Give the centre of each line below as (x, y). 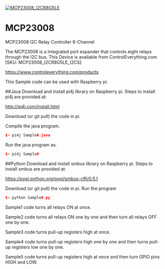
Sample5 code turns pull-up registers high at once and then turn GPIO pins (82, 256)
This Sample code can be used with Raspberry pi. (57, 82)
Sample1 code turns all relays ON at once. (48, 207)
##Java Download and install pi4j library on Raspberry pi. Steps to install (80, 91)
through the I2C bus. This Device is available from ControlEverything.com (81, 57)
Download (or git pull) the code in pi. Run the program (61, 188)
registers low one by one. (38, 247)
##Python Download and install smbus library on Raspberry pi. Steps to (79, 164)
